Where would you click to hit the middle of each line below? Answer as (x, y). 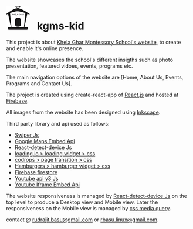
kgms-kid (61, 26)
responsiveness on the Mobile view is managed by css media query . (89, 208)
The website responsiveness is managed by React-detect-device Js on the (97, 196)
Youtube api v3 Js (36, 178)
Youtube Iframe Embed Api (47, 185)
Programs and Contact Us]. (39, 83)
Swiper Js (27, 135)
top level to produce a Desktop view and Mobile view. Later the (82, 202)
